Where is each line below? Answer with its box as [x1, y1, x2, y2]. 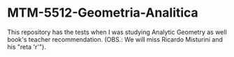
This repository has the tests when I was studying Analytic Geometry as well [7, 28, 227, 36]
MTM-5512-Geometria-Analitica [7, 5, 199, 21]
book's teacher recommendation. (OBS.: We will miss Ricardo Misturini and [7, 35, 224, 43]
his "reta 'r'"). [7, 42, 47, 51]
